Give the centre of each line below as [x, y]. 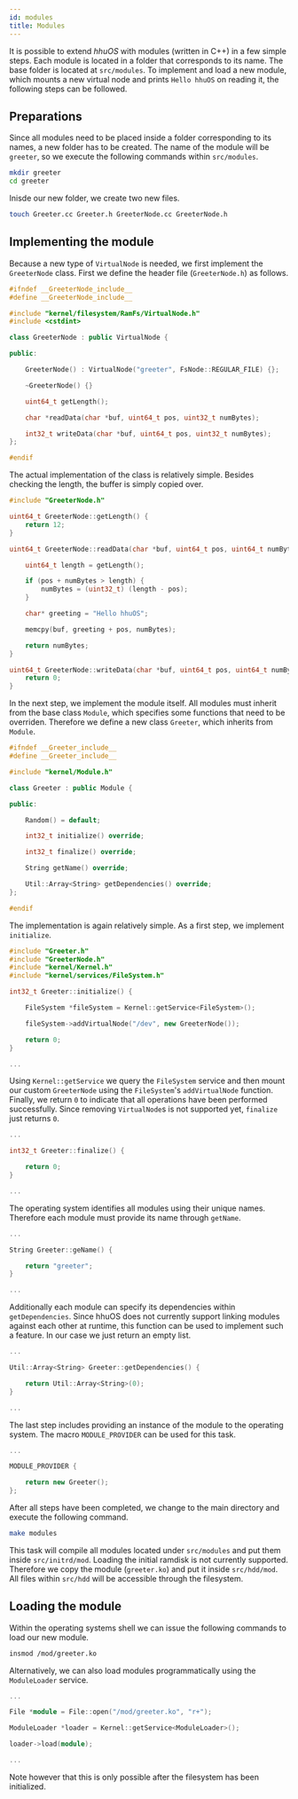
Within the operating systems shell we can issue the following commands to [148, 1628]
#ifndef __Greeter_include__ [63, 748]
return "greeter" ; [59, 1266]
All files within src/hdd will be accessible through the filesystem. [126, 1578]
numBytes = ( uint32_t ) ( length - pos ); [115, 589]
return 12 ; [45, 524]
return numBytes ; [57, 645]
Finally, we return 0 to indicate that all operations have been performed [138, 1100]
